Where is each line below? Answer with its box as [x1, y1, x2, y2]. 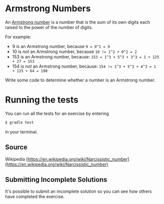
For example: [5, 34, 32, 40]
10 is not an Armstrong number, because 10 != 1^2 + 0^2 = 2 [12, 49, 137, 54]
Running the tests [5, 94, 79, 105]
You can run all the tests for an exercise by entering [5, 110, 109, 116]
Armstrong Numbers [5, 3, 91, 14]
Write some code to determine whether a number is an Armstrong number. [5, 77, 156, 83]
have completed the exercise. [5, 194, 65, 200]
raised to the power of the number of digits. [5, 24, 93, 30]
